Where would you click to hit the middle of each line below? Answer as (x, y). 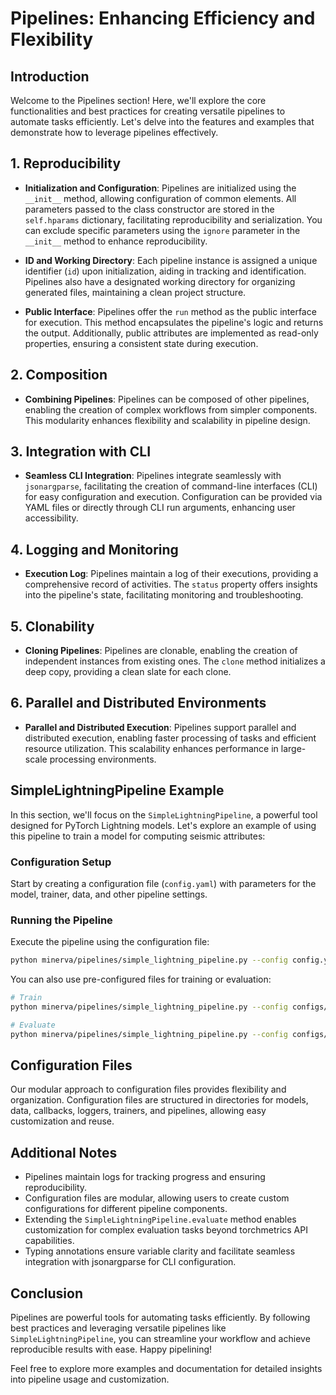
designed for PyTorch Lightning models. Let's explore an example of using (163, 825)
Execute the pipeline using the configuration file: (110, 942)
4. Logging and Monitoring (94, 549)
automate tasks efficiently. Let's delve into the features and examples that (162, 121)
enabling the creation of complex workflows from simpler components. (171, 409)
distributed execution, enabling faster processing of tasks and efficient (170, 738)
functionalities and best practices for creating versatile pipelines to (148, 111)
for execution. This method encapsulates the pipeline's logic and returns (174, 322)
